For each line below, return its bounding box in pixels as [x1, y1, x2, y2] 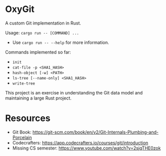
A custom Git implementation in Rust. [5, 20, 81, 26]
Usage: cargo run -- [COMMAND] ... [5, 29, 79, 35]
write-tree [12, 81, 35, 86]
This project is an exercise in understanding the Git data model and [5, 89, 143, 95]
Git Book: [12, 129, 31, 135]
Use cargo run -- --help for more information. [12, 39, 109, 45]
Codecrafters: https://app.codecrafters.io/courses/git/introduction [12, 139, 149, 145]
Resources [5, 112, 51, 124]
